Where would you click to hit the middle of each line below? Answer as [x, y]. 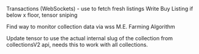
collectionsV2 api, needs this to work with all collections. [77, 45]
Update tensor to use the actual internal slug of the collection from [90, 38]
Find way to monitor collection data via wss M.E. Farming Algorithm [91, 27]
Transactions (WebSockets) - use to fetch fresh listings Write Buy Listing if [100, 9]
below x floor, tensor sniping [42, 15]
